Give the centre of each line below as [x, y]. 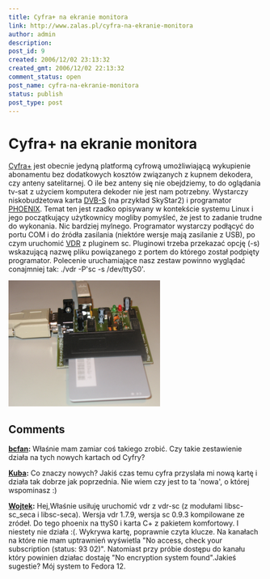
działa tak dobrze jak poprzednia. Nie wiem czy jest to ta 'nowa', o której [129, 482]
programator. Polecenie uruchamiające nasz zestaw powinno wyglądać [127, 261]
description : [30, 43]
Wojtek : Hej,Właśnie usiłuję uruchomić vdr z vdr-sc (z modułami [116, 506]
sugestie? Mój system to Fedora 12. [67, 566]
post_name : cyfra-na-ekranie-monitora [74, 85]
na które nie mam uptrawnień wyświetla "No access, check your [116, 541]
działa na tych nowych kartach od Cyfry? [77, 458]
